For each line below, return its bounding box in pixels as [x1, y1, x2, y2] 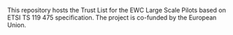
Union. [7, 21, 27, 29]
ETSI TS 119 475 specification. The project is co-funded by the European [7, 13, 217, 22]
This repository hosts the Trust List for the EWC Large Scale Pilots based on [7, 6, 226, 14]
